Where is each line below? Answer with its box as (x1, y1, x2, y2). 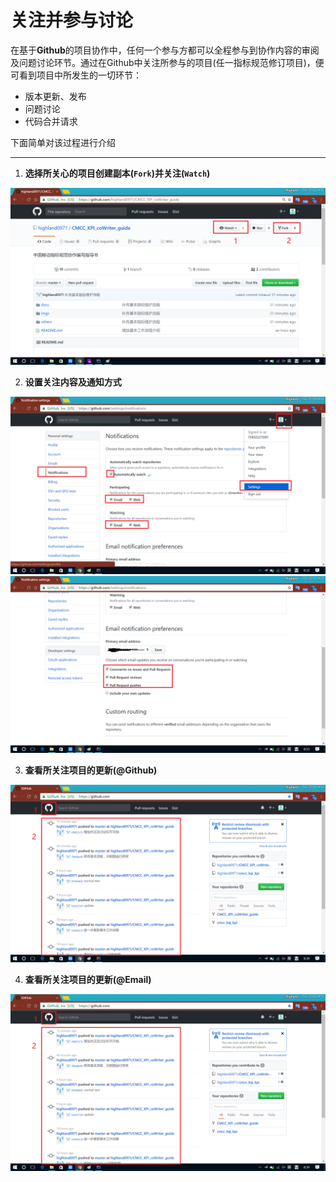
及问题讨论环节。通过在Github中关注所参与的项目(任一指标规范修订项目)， (10, 56, 316, 68)
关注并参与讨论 (10, 9, 134, 32)
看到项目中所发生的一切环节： (18, 69, 142, 81)
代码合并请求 (24, 115, 78, 127)
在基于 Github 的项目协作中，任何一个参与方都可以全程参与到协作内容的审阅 (10, 44, 320, 56)
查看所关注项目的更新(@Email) (24, 973, 152, 985)
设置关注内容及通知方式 (24, 376, 122, 388)
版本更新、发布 (24, 90, 87, 102)
